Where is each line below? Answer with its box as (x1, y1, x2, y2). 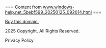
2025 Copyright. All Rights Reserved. (5, 28, 80, 33)
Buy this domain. (5, 19, 39, 24)
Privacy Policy (5, 37, 34, 43)
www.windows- (42, 4, 75, 10)
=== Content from (5, 4, 42, 10)
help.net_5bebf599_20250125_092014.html (5, 9, 92, 15)
